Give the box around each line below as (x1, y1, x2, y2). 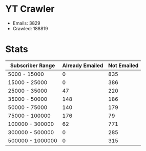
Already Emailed (62, 62, 103, 69)
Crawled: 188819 (12, 25, 48, 31)
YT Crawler (5, 3, 55, 15)
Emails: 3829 (12, 20, 41, 26)
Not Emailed (108, 62, 139, 69)
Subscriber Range (10, 62, 55, 69)
